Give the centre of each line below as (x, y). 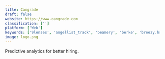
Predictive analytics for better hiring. (42, 51)
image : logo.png (22, 37)
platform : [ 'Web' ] (24, 28)
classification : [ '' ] (27, 23)
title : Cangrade (22, 10)
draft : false (18, 14)
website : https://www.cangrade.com (41, 19)
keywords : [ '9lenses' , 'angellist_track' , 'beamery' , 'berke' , (71, 32)
